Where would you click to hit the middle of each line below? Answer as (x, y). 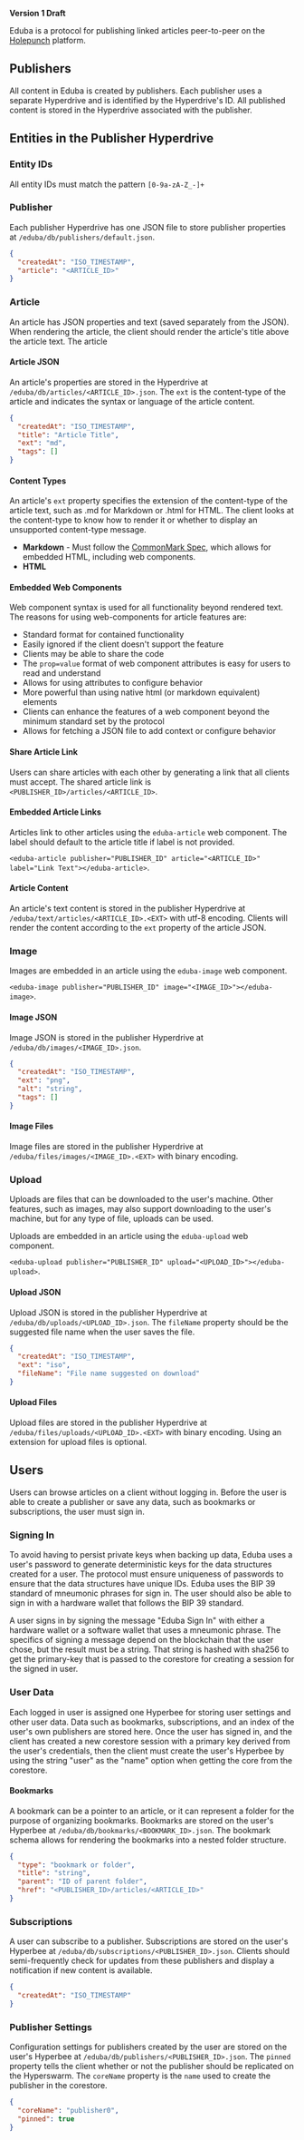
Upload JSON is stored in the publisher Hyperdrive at (109, 1312)
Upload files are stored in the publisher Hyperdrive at (109, 1422)
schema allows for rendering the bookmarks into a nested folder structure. (148, 1840)
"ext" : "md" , (42, 444)
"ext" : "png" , (44, 1080)
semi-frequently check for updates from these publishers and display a (142, 1961)
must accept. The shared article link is (81, 782)
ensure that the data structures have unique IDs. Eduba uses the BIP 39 (142, 1584)
